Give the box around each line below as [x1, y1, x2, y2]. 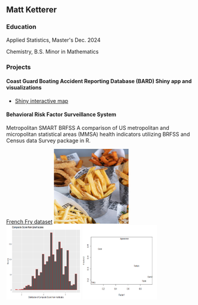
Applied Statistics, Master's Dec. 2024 [6, 36, 101, 44]
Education [6, 23, 37, 31]
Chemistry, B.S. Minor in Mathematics [6, 48, 99, 55]
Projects [6, 63, 31, 71]
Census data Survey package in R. [6, 137, 91, 144]
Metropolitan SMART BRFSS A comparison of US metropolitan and [6, 124, 169, 132]
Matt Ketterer [6, 5, 57, 15]
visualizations [6, 84, 42, 91]
